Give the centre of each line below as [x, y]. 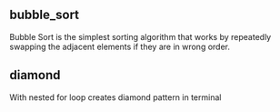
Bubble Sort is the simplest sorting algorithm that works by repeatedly [140, 36]
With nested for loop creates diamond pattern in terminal [115, 97]
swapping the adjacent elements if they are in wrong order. [120, 46]
